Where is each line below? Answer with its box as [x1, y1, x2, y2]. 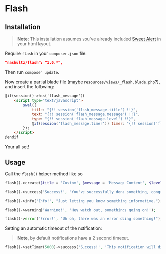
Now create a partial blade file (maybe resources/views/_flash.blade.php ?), [5, 79, 160, 85]
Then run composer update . [5, 69, 59, 75]
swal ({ [23, 102, 37, 108]
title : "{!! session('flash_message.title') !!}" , [31, 107, 138, 112]
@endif [5, 134, 19, 140]
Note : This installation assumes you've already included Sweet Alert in [17, 36, 161, 42]
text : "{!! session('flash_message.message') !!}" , [31, 112, 140, 117]
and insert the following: [5, 84, 54, 89]
